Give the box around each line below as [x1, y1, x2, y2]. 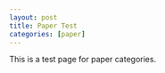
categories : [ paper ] [9, 29, 87, 38]
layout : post [9, 12, 58, 22]
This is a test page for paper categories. [9, 54, 157, 65]
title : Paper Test [9, 21, 78, 30]
